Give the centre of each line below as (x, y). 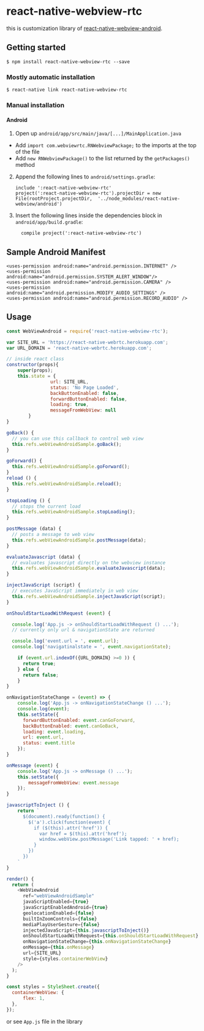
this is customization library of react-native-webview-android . (85, 28)
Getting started (36, 48)
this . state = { (37, 376)
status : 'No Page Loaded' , (85, 388)
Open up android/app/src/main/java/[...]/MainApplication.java (98, 134)
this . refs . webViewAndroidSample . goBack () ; (67, 444)
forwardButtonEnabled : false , (89, 399)
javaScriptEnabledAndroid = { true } (65, 908)
